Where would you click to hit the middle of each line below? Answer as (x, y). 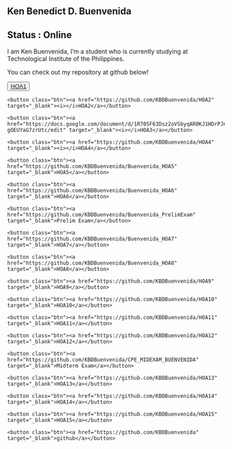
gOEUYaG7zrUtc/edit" (37, 131)
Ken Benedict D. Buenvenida (69, 11)
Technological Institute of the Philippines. (66, 59)
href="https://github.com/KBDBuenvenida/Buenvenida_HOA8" (92, 263)
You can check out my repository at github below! (78, 73)
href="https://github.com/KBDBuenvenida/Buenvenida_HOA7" (92, 239)
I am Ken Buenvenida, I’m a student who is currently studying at (98, 52)
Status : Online (40, 35)
